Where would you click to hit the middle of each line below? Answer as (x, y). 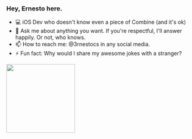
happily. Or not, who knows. (50, 37)
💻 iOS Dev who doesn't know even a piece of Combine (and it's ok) (101, 22)
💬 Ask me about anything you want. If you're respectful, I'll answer (98, 31)
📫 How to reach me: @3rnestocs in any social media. (83, 45)
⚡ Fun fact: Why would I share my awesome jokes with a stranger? (98, 54)
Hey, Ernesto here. (34, 9)
